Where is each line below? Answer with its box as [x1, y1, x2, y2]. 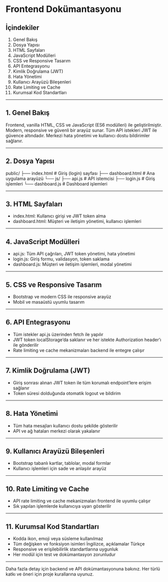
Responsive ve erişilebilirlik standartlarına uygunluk [12, 546, 119, 552]
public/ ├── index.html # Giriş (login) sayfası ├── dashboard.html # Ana [5, 170, 155, 176]
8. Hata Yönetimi [5, 409, 58, 418]
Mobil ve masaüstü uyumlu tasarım [12, 299, 85, 305]
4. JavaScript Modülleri [5, 237, 80, 246]
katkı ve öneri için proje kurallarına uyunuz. [5, 571, 94, 577]
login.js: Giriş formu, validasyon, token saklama [12, 256, 110, 262]
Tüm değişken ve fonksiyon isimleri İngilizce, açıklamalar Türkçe [12, 541, 145, 547]
